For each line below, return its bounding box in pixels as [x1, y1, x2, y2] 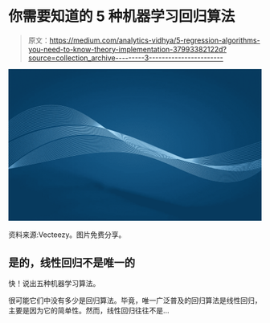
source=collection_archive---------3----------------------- [27, 53, 223, 63]
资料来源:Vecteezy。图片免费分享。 [8, 230, 126, 239]
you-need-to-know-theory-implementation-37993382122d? [27, 44, 227, 54]
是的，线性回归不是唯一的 [8, 256, 135, 269]
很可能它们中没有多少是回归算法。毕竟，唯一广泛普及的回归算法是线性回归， [8, 295, 262, 305]
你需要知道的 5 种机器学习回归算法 [8, 7, 235, 26]
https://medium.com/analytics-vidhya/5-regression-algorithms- [49, 35, 260, 45]
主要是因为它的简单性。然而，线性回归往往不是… [8, 305, 170, 315]
